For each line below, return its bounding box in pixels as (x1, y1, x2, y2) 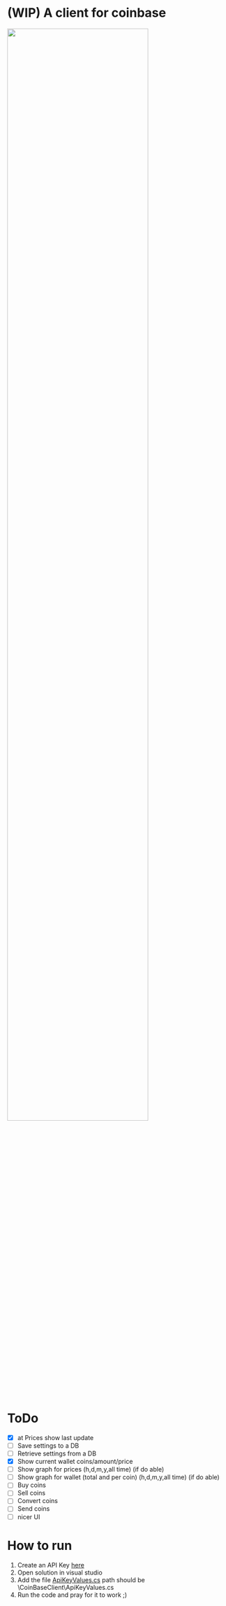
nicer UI (17, 1512, 40, 1521)
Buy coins (17, 1481, 47, 1489)
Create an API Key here (17, 1560, 85, 1569)
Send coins (17, 1504, 50, 1513)
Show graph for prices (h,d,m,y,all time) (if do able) (17, 1465, 165, 1474)
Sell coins (17, 1489, 46, 1497)
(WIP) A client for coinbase (7, 5, 166, 21)
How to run (7, 1537, 73, 1553)
